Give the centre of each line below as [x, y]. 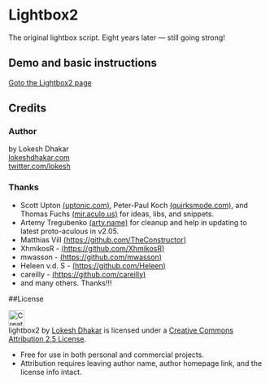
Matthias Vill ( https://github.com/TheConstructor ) [103, 239]
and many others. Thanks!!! [66, 283]
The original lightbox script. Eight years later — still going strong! [117, 37]
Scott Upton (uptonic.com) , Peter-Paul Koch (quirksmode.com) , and [134, 205]
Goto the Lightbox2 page [50, 82]
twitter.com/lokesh [39, 166]
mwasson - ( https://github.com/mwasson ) [91, 257]
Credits [28, 109]
